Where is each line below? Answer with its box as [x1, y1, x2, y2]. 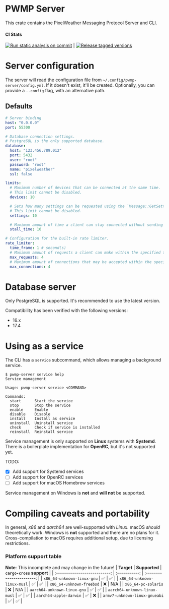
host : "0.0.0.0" [5, 120, 39, 125]
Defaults [5, 102, 33, 111]
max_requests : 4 [10, 255, 44, 260]
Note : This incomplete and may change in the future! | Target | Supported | [5, 564, 162, 570]
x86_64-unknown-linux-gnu [43, 576, 98, 581]
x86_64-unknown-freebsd [49, 582, 100, 587]
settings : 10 [10, 213, 37, 218]
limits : [5, 180, 22, 186]
